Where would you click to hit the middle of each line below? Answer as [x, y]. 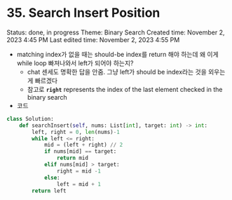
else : [52, 178]
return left [49, 191]
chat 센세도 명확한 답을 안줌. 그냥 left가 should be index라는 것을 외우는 [126, 72]
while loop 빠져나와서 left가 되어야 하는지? [75, 63]
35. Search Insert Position [83, 13]
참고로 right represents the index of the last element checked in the [125, 89]
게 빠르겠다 [42, 80]
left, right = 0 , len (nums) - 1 [76, 132]
